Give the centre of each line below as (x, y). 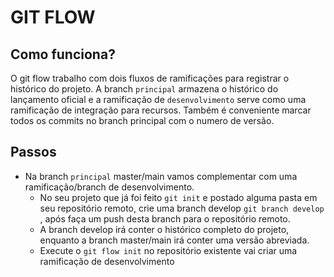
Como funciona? (63, 54)
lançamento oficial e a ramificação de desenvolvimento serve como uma (158, 99)
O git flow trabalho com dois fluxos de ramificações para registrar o (150, 78)
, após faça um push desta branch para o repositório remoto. (165, 218)
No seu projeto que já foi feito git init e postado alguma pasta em (178, 197)
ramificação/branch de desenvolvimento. (109, 187)
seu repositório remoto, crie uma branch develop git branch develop (182, 208)
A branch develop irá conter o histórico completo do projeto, (164, 229)
